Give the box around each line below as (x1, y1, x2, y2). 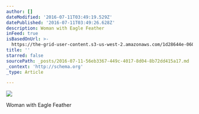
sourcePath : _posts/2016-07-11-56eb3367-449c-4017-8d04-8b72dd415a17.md (6, 58, 190, 64)
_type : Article (6, 69, 44, 75)
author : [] (6, 8, 33, 15)
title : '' (6, 47, 31, 53)
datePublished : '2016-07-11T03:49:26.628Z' (6, 19, 115, 25)
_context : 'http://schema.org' (6, 63, 84, 70)
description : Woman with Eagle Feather (6, 25, 105, 31)
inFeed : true (6, 31, 38, 37)
